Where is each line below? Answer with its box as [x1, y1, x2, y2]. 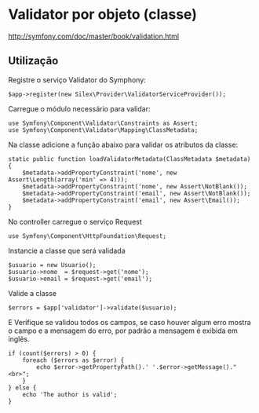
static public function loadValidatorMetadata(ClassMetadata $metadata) [8, 155, 251, 163]
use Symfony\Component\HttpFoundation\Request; [8, 232, 167, 240]
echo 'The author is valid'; [22, 390, 118, 398]
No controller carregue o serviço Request [8, 217, 143, 226]
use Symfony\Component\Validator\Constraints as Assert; [8, 119, 199, 127]
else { [15, 383, 37, 392]
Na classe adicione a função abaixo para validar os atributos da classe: [8, 140, 239, 149]
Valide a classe [8, 288, 57, 298]
